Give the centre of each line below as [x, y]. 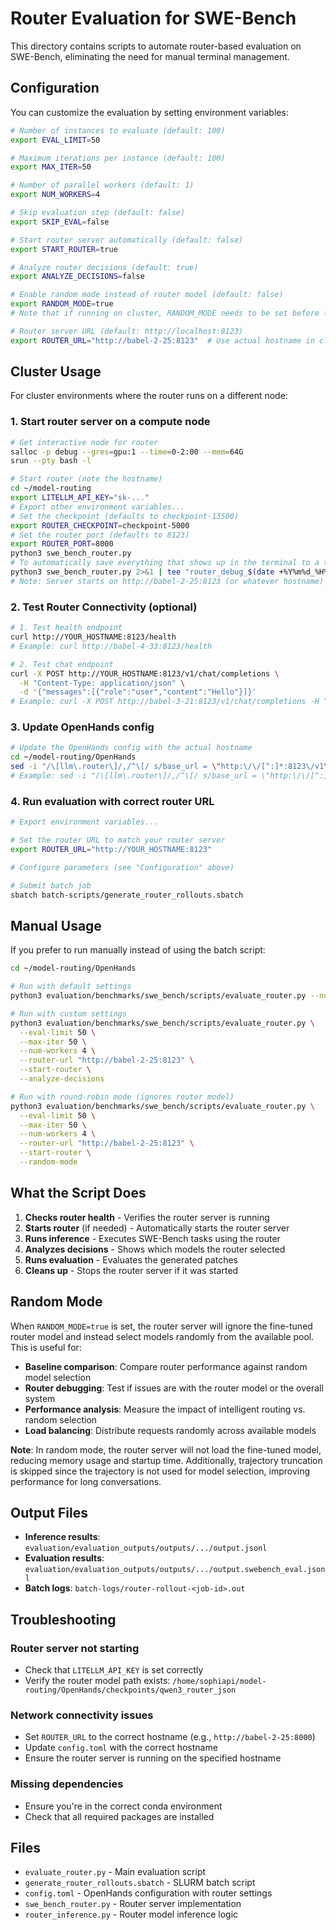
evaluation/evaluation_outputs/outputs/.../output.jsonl [146, 1548]
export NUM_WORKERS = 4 [55, 195]
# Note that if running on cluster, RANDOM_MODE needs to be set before [165, 313]
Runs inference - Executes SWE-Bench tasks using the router [152, 1238]
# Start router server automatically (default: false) [127, 240]
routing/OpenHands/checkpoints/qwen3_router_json [130, 1690]
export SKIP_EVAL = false [60, 222]
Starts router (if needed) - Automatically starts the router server [157, 1228]
